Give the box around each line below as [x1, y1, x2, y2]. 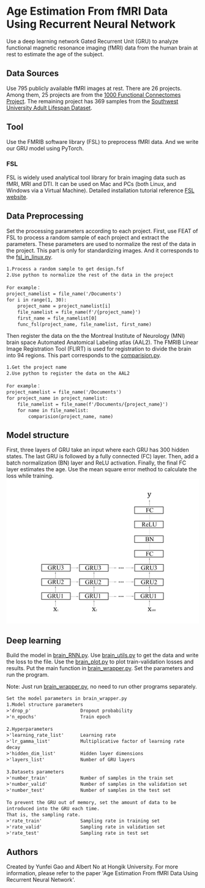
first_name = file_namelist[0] [17, 315, 97, 321]
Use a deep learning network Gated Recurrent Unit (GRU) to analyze [6, 37, 179, 45]
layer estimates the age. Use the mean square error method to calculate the [6, 466, 197, 473]
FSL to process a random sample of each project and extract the [6, 234, 170, 241]
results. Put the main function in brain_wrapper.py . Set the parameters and [6, 665, 194, 672]
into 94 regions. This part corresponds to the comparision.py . [6, 351, 162, 359]
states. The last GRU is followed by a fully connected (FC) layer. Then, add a [6, 453, 199, 460]
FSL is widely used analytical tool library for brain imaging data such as [6, 173, 186, 181]
